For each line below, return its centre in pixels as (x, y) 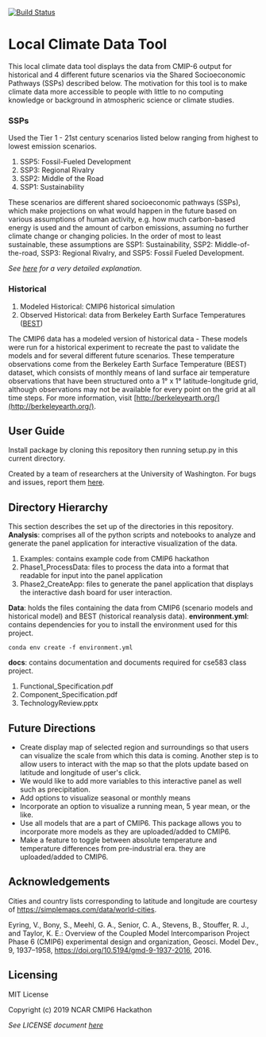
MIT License (29, 994)
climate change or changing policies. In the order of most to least (115, 236)
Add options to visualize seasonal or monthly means (105, 797)
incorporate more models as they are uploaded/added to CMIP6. (125, 831)
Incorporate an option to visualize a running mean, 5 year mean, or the (135, 806)
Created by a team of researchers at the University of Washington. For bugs (132, 474)
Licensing (33, 975)
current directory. (37, 459)
